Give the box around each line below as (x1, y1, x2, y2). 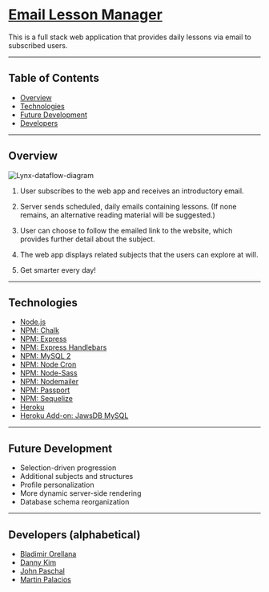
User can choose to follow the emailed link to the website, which (19, 225, 233, 235)
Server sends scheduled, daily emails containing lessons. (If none (19, 201, 237, 211)
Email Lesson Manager (8, 6, 163, 24)
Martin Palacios (19, 575, 72, 584)
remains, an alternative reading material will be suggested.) (19, 210, 216, 220)
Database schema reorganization (19, 497, 130, 507)
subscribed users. (8, 40, 68, 50)
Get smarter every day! (19, 265, 96, 274)
